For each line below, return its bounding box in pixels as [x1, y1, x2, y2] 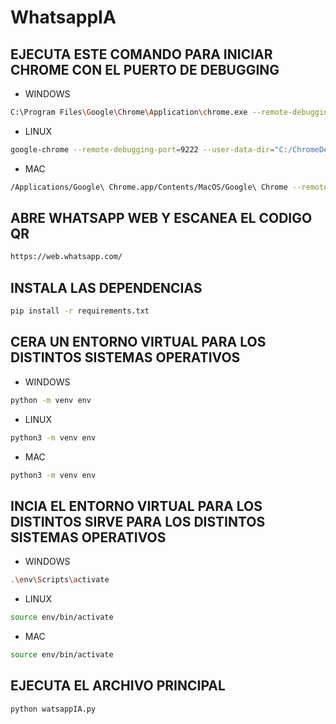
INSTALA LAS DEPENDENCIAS [10, 279, 203, 296]
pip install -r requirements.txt [10, 306, 150, 316]
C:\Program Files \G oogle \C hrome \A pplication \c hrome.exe [10, 107, 248, 117]
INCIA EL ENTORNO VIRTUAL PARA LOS [10, 497, 263, 515]
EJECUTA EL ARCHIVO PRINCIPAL [10, 677, 226, 695]
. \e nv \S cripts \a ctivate [10, 575, 110, 585]
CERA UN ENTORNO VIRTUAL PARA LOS [10, 334, 267, 351]
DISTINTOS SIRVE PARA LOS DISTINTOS [10, 513, 266, 530]
